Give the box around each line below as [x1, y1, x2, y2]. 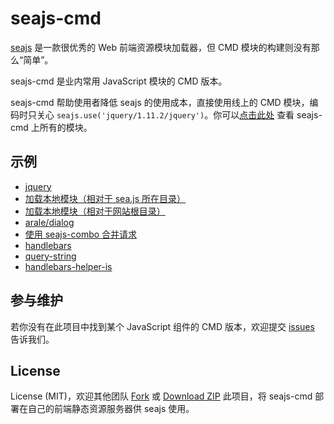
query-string [24, 250, 77, 262]
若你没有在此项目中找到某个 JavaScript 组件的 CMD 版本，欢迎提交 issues [10, 320, 315, 332]
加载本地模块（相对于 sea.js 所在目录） [24, 192, 187, 204]
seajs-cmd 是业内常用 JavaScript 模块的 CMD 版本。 [10, 75, 228, 87]
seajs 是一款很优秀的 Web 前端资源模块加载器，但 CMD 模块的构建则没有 [10, 41, 312, 53]
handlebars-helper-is [24, 260, 113, 272]
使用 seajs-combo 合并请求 [24, 228, 138, 240]
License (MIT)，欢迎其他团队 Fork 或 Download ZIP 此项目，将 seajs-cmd [10, 390, 313, 402]
